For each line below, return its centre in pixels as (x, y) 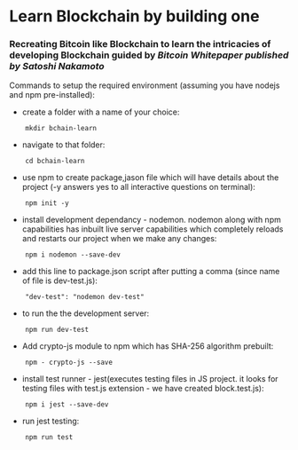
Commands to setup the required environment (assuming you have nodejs (145, 85)
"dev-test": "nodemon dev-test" (85, 297)
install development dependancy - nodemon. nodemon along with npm (151, 220)
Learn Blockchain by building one (134, 16)
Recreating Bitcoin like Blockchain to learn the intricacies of (140, 44)
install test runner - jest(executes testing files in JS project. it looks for (150, 379)
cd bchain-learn (55, 162)
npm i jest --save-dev (67, 405)
